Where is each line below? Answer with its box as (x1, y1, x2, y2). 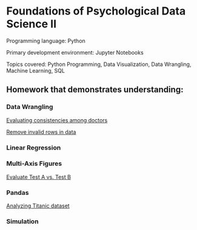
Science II (6, 17, 57, 31)
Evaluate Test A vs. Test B (6, 173, 72, 180)
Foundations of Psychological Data (6, 4, 186, 18)
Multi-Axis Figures (6, 159, 62, 168)
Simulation (6, 217, 39, 226)
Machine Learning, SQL (6, 67, 65, 74)
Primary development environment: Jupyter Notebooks (6, 48, 144, 56)
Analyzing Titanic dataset (6, 202, 70, 209)
